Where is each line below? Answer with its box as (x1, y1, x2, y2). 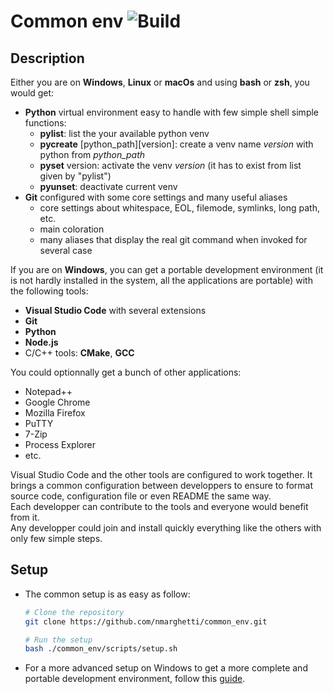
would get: (10, 87, 55, 99)
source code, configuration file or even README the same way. (10, 490, 272, 502)
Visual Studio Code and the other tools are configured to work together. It (10, 469, 313, 480)
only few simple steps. (10, 533, 103, 544)
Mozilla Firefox (24, 407, 86, 419)
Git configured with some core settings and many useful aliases (24, 191, 288, 203)
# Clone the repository (24, 607, 125, 617)
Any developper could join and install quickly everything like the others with (10, 522, 322, 534)
